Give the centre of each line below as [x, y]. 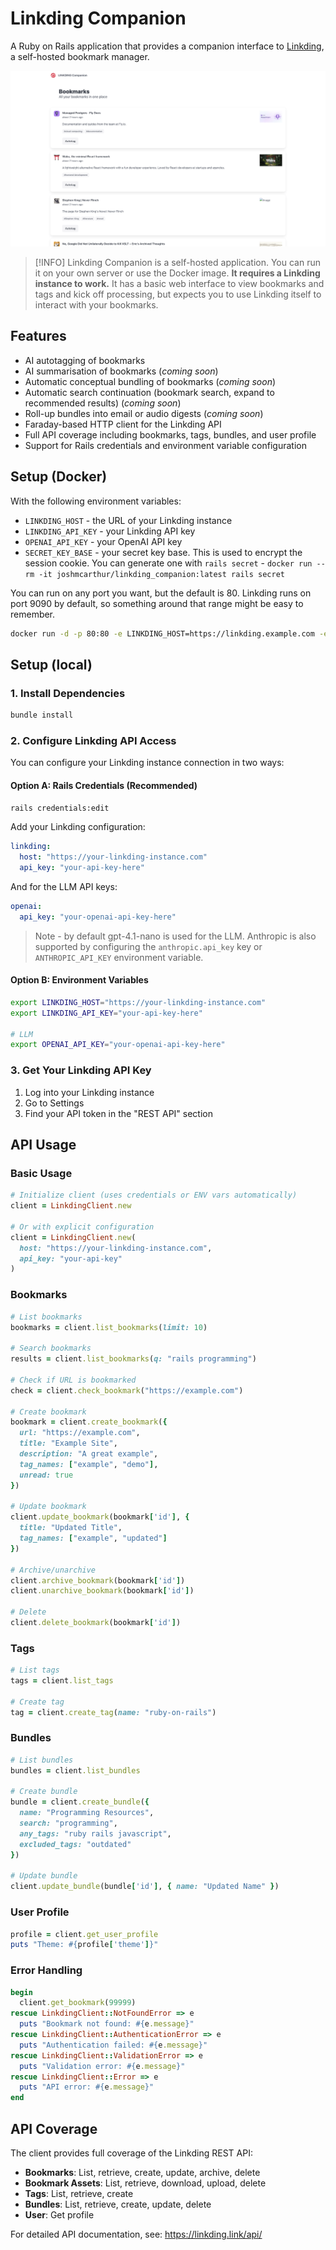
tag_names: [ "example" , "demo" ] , [89, 1464]
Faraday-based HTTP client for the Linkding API [123, 424]
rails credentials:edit [60, 808]
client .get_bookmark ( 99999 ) [78, 2003]
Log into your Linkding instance [89, 1092]
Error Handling [46, 1970]
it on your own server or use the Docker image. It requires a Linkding [177, 273]
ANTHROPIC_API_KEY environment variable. [119, 957]
